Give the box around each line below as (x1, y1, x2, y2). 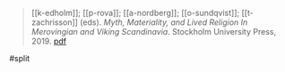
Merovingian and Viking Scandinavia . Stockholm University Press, (30, 27, 276, 36)
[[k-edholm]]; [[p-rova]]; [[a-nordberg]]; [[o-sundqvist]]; (30, 8, 240, 18)
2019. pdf (30, 36, 67, 46)
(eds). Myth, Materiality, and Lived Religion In (80, 17, 248, 28)
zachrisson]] (30, 17, 79, 28)
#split (9, 53, 30, 63)
